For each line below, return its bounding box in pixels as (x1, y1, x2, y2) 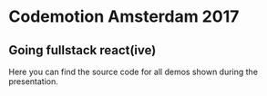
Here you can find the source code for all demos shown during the (8, 66, 259, 77)
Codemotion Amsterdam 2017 (8, 6, 240, 27)
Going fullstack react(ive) (8, 43, 157, 58)
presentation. (8, 76, 58, 87)
